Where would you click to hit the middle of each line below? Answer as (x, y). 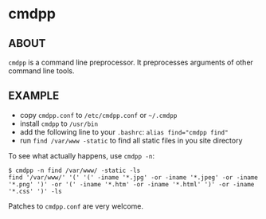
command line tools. (41, 71)
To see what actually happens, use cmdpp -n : (82, 155)
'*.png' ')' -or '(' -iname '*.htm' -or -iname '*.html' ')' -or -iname (131, 184)
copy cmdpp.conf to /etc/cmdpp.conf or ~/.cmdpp (98, 115)
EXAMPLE (34, 96)
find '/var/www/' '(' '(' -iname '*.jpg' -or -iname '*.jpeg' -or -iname (133, 177)
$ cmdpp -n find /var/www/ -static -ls (74, 170)
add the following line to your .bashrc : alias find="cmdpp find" (124, 131)
